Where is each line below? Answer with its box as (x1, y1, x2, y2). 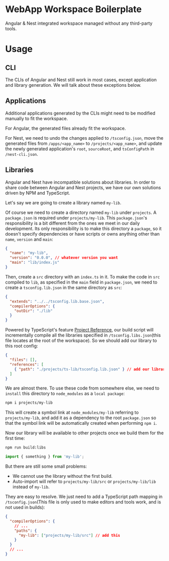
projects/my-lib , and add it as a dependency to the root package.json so (5, 415, 156, 421)
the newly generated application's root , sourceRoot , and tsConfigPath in (5, 145, 154, 152)
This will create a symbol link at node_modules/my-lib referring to (5, 410, 139, 416)
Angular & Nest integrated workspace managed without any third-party (5, 20, 152, 26)
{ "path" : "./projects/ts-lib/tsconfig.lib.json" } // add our (14, 367, 150, 372)
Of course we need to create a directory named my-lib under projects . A (5, 209, 157, 215)
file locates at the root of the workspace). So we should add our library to (5, 338, 157, 344)
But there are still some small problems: (5, 463, 87, 470)
